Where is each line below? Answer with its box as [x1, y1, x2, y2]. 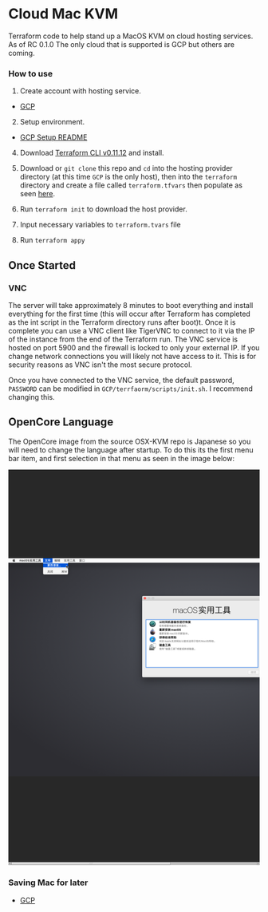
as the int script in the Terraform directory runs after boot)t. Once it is [8, 317, 236, 327]
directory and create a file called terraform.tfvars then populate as [19, 180, 243, 190]
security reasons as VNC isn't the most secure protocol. [8, 360, 193, 369]
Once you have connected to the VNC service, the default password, [8, 375, 235, 385]
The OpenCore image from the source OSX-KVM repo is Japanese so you [8, 436, 251, 446]
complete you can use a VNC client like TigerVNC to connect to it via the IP [8, 326, 255, 335]
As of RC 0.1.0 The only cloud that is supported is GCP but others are [8, 39, 235, 49]
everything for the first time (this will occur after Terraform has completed [8, 309, 251, 318]
